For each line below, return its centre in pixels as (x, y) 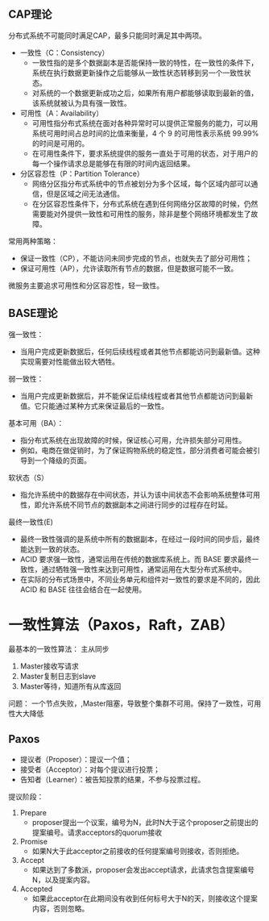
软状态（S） (28, 477)
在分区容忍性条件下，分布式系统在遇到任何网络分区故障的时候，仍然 (145, 203)
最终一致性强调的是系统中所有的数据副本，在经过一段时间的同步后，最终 (140, 539)
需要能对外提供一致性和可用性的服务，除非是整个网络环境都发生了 (141, 214)
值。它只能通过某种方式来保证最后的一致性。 (94, 406)
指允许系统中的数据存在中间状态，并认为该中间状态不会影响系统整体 (133, 494)
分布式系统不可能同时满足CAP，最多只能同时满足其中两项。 (108, 35)
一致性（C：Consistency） (64, 52)
